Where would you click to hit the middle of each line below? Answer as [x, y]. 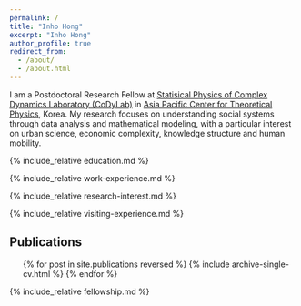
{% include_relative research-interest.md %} [93, 196]
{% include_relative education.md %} [79, 160]
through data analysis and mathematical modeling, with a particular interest [150, 123]
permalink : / [34, 18]
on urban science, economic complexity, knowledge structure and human [147, 133]
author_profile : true [50, 43]
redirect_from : [38, 52]
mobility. [25, 143]
